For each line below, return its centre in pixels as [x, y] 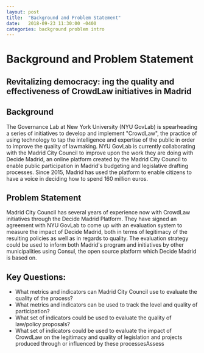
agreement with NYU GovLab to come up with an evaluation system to [94, 225]
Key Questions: [36, 277]
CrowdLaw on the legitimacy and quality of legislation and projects [99, 337]
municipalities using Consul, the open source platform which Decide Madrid [101, 252]
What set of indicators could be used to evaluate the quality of [93, 318]
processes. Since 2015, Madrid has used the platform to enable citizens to [99, 172]
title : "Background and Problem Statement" [64, 18]
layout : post [23, 12]
